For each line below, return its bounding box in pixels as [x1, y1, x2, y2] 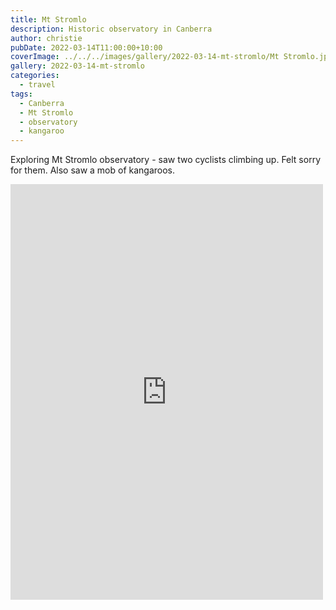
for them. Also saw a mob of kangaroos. [10, 164, 176, 176]
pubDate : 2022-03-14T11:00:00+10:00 [10, 42, 163, 53]
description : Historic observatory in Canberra [10, 24, 213, 34]
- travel [19, 80, 56, 90]
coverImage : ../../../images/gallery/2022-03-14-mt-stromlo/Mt [10, 52, 280, 62]
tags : [10, 89, 33, 99]
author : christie [10, 33, 83, 43]
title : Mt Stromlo [10, 14, 87, 25]
